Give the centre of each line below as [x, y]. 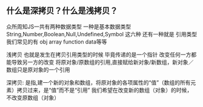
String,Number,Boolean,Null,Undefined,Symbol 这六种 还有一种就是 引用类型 [102, 34]
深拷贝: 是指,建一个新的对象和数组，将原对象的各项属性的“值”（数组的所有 [98, 82]
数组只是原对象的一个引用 [38, 70]
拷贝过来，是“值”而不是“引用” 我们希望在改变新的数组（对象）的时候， [105, 90]
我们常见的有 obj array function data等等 [57, 42]
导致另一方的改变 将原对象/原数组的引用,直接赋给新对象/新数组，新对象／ [102, 62]
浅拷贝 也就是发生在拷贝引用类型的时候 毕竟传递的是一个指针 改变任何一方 [99, 54]
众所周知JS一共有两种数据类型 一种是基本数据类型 [69, 27]
